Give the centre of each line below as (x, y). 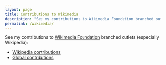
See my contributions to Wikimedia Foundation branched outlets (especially (82, 37)
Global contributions (33, 58)
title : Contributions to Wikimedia (42, 14)
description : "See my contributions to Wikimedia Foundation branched (79, 19)
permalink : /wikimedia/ (30, 23)
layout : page (19, 10)
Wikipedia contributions (36, 52)
